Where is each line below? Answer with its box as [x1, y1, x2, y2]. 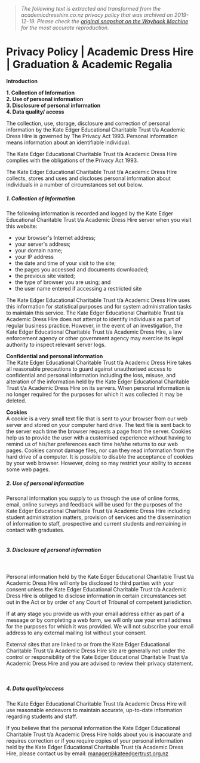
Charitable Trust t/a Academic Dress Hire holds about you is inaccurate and [6, 731, 192, 738]
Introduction [6, 77, 38, 84]
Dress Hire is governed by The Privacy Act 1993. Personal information [6, 132, 178, 139]
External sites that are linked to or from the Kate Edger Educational [6, 640, 170, 648]
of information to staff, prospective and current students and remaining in [6, 520, 187, 527]
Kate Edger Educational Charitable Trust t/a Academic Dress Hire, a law [6, 328, 182, 335]
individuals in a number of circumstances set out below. [6, 181, 143, 188]
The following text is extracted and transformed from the [20, 5, 161, 12]
